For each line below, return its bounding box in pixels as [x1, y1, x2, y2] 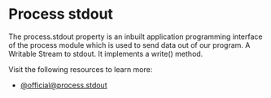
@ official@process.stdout [20, 80, 107, 90]
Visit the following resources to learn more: [8, 64, 153, 74]
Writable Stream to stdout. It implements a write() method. [8, 49, 203, 58]
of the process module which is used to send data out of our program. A [8, 40, 251, 49]
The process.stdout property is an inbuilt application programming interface [8, 32, 263, 41]
